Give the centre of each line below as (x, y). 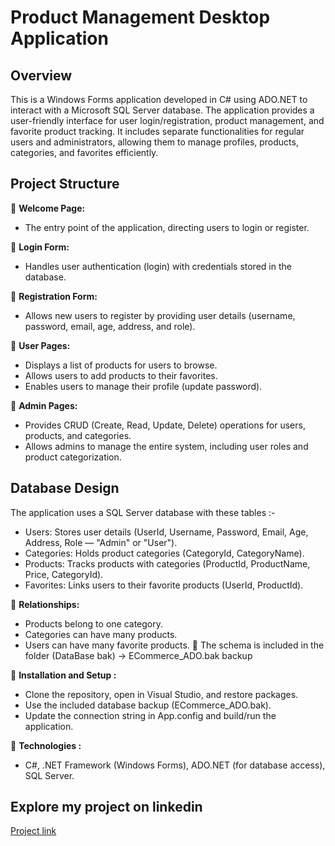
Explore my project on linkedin (106, 807)
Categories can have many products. (101, 634)
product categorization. (73, 457)
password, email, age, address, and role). (110, 326)
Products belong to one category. (94, 623)
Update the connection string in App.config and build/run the (150, 715)
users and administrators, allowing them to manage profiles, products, (154, 142)
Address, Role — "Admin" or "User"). (101, 542)
